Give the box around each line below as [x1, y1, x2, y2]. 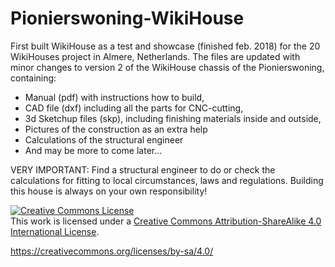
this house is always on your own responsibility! [10, 185, 208, 197]
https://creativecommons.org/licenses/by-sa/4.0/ [10, 245, 214, 257]
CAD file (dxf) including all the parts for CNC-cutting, [24, 102, 244, 114]
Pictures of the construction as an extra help [24, 123, 208, 135]
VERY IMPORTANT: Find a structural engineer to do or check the [10, 163, 276, 176]
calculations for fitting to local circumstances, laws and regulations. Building [10, 174, 324, 186]
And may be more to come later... [24, 144, 163, 156]
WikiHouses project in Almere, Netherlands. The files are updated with [10, 50, 301, 62]
